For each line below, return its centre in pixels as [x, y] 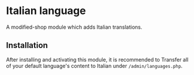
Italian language [46, 11]
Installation [27, 45]
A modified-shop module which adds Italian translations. [74, 27]
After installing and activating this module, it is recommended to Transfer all [97, 59]
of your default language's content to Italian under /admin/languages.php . [94, 66]
